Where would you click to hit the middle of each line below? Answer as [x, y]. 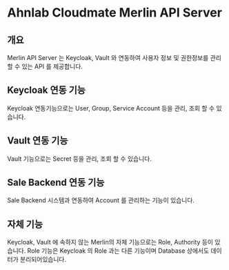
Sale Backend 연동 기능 [56, 183]
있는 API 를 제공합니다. [52, 66]
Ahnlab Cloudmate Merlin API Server [115, 13]
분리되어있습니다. [43, 260]
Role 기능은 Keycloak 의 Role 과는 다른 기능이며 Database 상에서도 [118, 251]
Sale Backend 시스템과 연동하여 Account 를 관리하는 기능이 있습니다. [101, 200]
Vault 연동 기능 [38, 141]
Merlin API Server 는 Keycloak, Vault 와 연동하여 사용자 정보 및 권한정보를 [108, 58]
